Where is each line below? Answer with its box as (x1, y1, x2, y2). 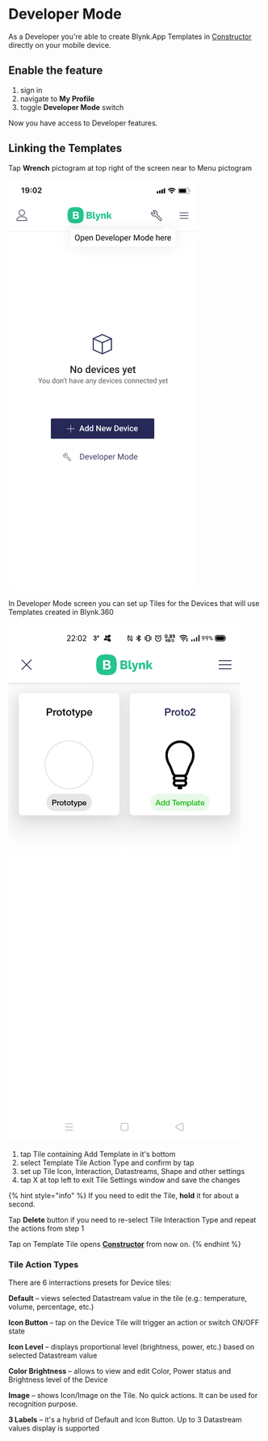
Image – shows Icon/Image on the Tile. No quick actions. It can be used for (8, 1390, 258, 1400)
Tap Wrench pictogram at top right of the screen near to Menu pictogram (8, 163, 253, 172)
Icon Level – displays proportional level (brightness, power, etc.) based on (8, 1341, 255, 1351)
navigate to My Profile (19, 94, 95, 104)
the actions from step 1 (8, 1223, 85, 1233)
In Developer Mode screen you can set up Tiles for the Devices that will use (8, 598, 260, 608)
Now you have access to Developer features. (8, 118, 158, 128)
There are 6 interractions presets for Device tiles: (8, 1278, 172, 1287)
